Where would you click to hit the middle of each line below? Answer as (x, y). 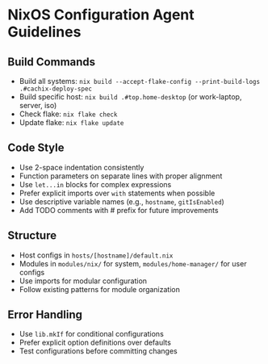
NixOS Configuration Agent (101, 15)
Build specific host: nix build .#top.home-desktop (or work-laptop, (130, 97)
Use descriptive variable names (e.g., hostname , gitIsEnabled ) (122, 201)
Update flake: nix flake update (71, 122)
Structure (32, 236)
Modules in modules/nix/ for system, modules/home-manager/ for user (133, 263)
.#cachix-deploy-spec (55, 89)
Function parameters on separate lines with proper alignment (121, 176)
